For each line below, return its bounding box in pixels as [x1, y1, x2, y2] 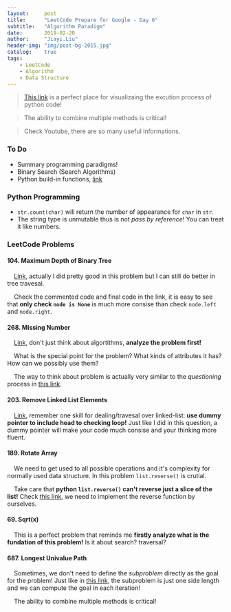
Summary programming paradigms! [16, 160, 118, 168]
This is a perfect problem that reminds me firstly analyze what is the [13, 531, 210, 539]
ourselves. [7, 500, 37, 508]
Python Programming [7, 192, 80, 201]
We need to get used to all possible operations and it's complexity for [13, 464, 210, 473]
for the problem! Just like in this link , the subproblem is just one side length [7, 577, 220, 585]
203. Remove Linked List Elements [7, 395, 108, 404]
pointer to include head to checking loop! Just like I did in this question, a [7, 418, 218, 426]
